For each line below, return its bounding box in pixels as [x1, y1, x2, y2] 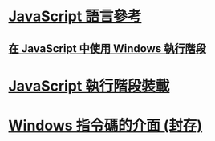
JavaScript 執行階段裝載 [8, 77, 170, 95]
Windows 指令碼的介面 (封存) [8, 116, 203, 135]
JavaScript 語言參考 [8, 7, 142, 26]
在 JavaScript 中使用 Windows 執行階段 [8, 42, 206, 55]
